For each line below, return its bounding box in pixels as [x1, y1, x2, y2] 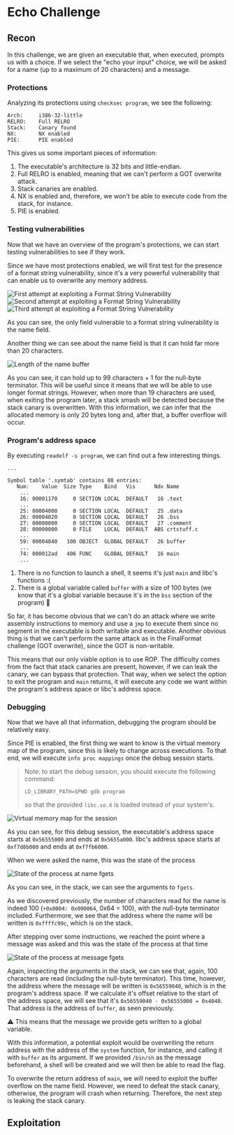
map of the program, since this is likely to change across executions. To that [7, 747, 227, 755]
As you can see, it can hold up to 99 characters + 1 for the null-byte [7, 373, 202, 381]
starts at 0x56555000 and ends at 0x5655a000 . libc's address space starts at [7, 835, 221, 844]
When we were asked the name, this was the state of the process [7, 856, 196, 865]
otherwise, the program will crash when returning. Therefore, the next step [7, 1089, 222, 1097]
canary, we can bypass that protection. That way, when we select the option [7, 670, 227, 678]
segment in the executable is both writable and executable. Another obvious [7, 627, 226, 635]
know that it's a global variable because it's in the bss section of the [17, 591, 213, 599]
